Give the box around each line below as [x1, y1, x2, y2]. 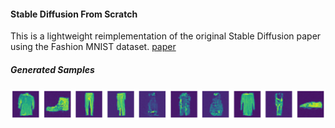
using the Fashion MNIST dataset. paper [10, 41, 177, 53]
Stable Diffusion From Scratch [10, 8, 138, 20]
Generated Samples [10, 63, 95, 75]
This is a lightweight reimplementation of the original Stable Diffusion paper [10, 30, 322, 42]
